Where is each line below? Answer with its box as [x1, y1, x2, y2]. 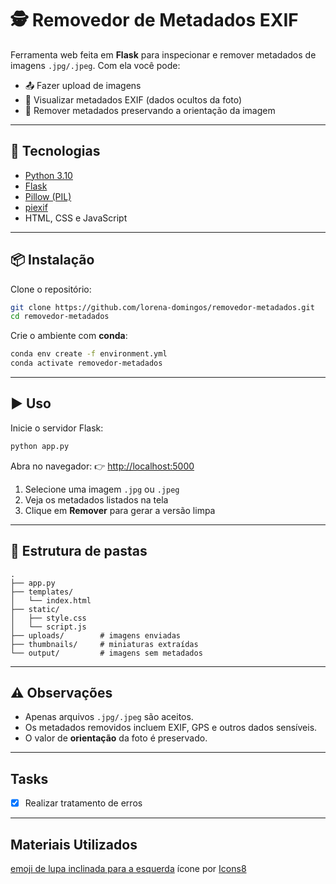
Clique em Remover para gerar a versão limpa [24, 504, 216, 516]
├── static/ [10, 604, 60, 614]
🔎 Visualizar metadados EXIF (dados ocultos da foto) [24, 93, 243, 106]
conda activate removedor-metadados [10, 358, 163, 369]
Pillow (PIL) [24, 190, 72, 202]
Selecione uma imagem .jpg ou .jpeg [24, 483, 180, 495]
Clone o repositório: [10, 283, 92, 295]
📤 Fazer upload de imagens [24, 79, 142, 91]
